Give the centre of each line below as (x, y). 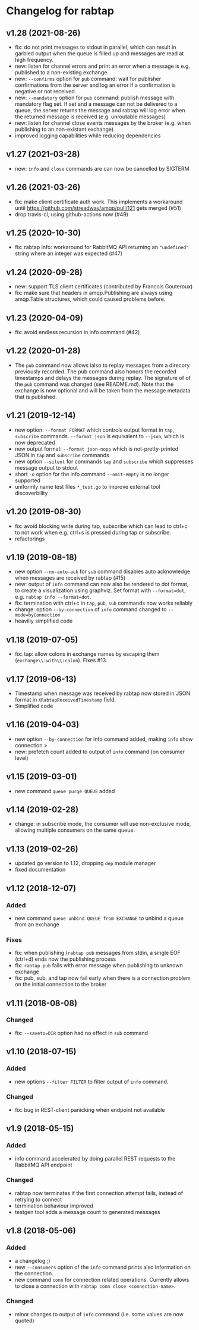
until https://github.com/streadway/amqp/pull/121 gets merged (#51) (98, 208)
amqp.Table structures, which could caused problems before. (90, 299)
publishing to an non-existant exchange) (64, 129)
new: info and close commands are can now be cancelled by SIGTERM (102, 168)
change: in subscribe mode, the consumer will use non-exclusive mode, (103, 824)
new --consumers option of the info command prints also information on (103, 1267)
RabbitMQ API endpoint (43, 1165)
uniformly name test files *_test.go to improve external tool (87, 486)
